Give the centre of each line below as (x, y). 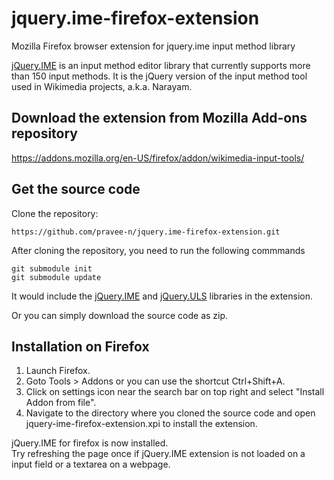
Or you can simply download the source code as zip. (120, 315)
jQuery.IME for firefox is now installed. (90, 443)
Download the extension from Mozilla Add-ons (159, 118)
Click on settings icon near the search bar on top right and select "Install (175, 392)
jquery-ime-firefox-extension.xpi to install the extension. (141, 424)
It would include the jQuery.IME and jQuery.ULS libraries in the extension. (162, 296)
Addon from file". (61, 403)
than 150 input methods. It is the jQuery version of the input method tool (159, 76)
